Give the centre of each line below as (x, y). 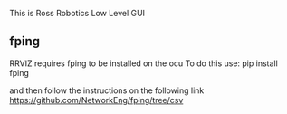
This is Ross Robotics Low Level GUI (77, 13)
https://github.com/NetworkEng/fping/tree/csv (96, 100)
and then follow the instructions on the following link (107, 90)
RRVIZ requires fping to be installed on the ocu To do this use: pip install (143, 63)
